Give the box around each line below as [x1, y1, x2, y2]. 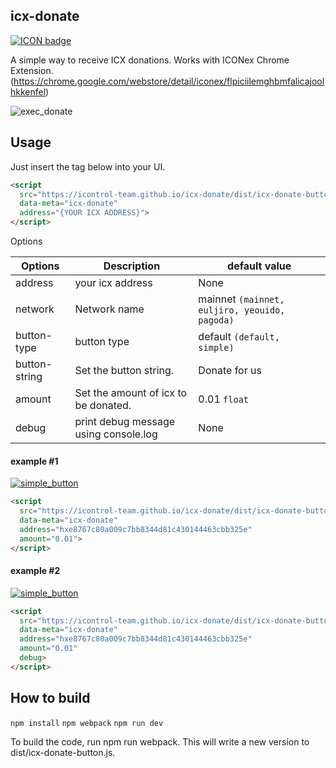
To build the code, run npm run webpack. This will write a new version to [10, 735, 310, 748]
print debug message [74, 415, 176, 428]
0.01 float [198, 392, 249, 406]
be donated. [74, 399, 132, 412]
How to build [10, 690, 91, 707]
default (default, [198, 330, 280, 343]
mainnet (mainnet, [198, 292, 285, 306]
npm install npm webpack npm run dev [10, 718, 164, 728]
